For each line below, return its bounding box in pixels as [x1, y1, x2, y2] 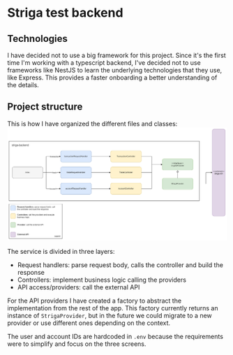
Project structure [7, 101, 83, 113]
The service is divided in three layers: [7, 248, 115, 256]
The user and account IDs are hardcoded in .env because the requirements [7, 333, 223, 341]
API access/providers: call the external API [17, 283, 140, 292]
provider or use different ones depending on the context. [7, 319, 171, 327]
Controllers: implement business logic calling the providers [17, 275, 187, 284]
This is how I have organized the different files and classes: [7, 119, 178, 128]
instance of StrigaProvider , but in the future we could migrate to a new [7, 312, 213, 320]
